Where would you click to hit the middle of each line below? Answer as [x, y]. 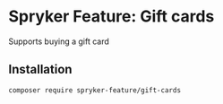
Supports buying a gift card [59, 41]
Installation [40, 69]
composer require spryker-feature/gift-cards [94, 90]
